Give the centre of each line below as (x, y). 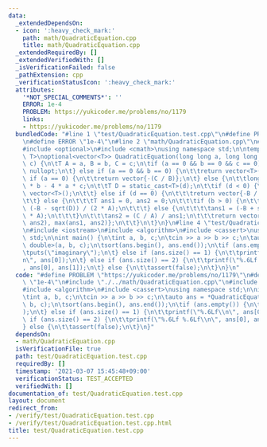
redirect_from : (33, 408)
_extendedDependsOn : (49, 23)
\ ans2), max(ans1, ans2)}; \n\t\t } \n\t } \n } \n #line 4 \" (117, 223)
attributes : (35, 90)
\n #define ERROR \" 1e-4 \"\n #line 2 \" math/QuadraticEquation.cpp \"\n (140, 141)
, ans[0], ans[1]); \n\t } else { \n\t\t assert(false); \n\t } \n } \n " (131, 268)
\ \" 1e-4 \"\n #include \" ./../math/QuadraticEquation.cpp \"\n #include (140, 282)
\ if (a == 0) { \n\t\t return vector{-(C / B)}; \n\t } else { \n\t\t (135, 179)
